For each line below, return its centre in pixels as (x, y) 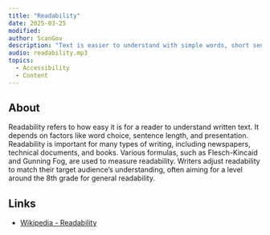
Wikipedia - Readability (58, 223)
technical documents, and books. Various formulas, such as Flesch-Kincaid (133, 152)
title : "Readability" (45, 16)
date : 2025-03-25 (37, 23)
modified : (25, 30)
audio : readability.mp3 (48, 53)
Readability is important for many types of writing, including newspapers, (129, 144)
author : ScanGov (35, 38)
